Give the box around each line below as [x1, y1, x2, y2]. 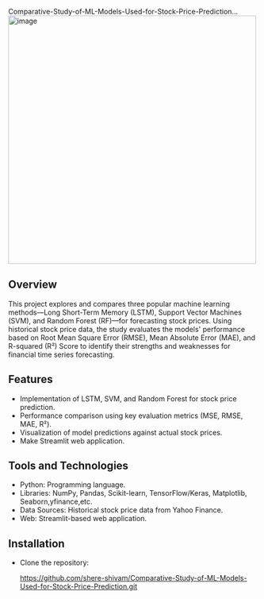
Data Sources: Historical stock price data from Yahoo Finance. [19, 505, 224, 515]
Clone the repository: [19, 558, 90, 567]
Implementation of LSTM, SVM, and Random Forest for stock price [19, 393, 237, 404]
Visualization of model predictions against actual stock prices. [19, 427, 223, 437]
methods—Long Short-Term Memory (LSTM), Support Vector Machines [8, 307, 242, 317]
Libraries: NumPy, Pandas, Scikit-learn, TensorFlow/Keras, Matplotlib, [19, 489, 247, 498]
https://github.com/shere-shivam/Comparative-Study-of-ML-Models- [19, 574, 247, 583]
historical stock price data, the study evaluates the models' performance [8, 324, 246, 334]
